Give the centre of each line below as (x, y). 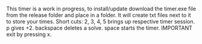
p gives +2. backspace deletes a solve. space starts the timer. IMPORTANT (99, 28)
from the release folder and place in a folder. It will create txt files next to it (99, 15)
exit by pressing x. (29, 34)
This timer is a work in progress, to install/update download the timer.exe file (101, 9)
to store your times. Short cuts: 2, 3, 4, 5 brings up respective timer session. (101, 21)
